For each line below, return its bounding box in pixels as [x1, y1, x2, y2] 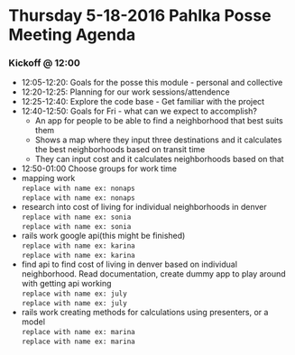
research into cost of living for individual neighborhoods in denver [21, 202, 267, 213]
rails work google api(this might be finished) [21, 231, 186, 241]
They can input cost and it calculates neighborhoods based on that [34, 154, 285, 165]
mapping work [21, 173, 76, 184]
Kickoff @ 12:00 [8, 57, 80, 69]
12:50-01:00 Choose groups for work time [21, 163, 178, 174]
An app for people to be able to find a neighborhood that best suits [34, 115, 283, 126]
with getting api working [21, 278, 112, 289]
